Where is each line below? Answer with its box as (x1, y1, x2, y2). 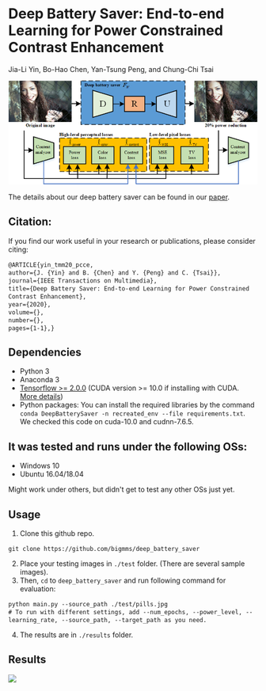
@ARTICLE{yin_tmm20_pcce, (8, 260, 93, 269)
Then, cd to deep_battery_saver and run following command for (19, 575, 226, 585)
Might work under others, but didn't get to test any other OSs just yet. (8, 484, 235, 495)
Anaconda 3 (19, 375, 60, 385)
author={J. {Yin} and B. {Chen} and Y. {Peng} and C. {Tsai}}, (8, 268, 222, 277)
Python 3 (19, 366, 50, 376)
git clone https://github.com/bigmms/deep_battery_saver (8, 545, 200, 552)
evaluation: (19, 583, 56, 594)
